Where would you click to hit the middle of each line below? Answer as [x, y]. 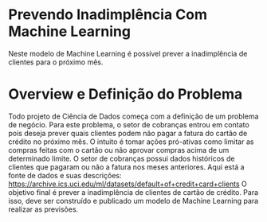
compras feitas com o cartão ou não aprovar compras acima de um [119, 150]
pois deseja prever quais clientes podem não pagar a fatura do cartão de [128, 133]
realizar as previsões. [43, 209]
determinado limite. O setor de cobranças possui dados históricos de [122, 158]
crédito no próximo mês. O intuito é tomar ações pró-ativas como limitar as [131, 142]
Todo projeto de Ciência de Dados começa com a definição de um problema [133, 116]
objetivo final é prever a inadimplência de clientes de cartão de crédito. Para [133, 192]
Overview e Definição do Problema [126, 94]
